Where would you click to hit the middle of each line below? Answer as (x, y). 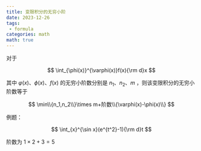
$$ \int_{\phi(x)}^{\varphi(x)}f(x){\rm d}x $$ (101, 70)
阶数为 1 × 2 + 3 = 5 (31, 142)
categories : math (28, 35)
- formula (21, 29)
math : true (20, 40)
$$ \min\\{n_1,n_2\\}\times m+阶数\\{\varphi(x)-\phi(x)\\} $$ (101, 104)
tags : (13, 23)
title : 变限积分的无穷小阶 (36, 12)
